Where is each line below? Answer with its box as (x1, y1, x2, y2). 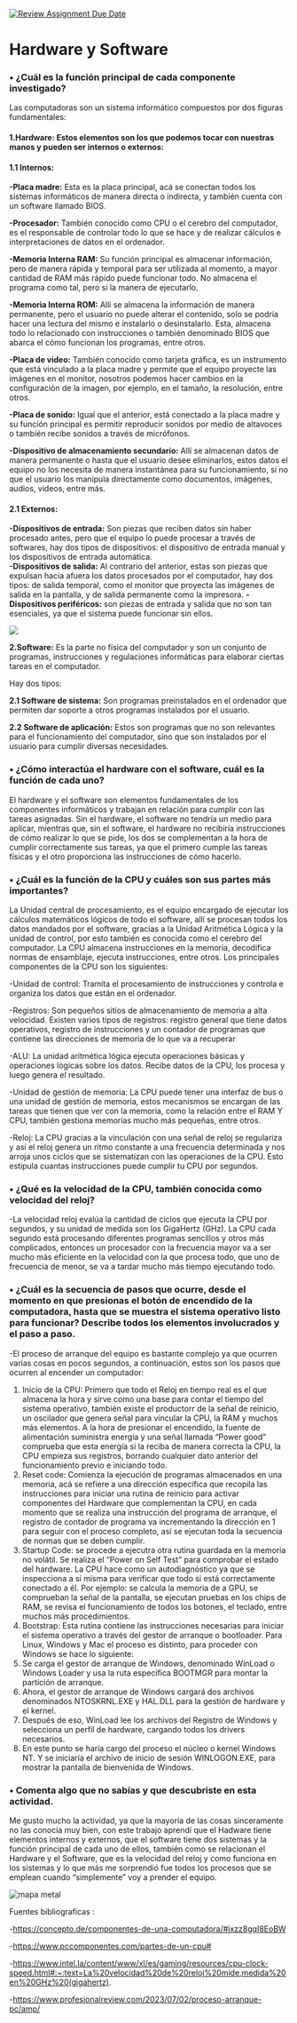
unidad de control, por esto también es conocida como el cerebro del (9, 933, 262, 944)
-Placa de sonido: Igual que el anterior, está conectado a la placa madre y (9, 410, 281, 420)
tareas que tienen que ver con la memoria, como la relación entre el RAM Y (9, 1106, 284, 1117)
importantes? (9, 884, 69, 896)
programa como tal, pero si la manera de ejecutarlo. (9, 283, 199, 293)
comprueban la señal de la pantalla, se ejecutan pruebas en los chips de (21, 1591, 286, 1603)
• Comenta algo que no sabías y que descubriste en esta (9, 1784, 257, 1796)
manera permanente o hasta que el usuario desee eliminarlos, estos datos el (9, 455, 288, 466)
